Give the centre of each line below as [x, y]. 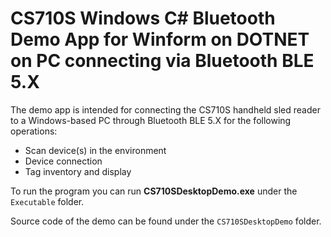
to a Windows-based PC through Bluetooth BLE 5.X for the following [151, 120]
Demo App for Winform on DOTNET [160, 39]
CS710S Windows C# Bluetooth [143, 18]
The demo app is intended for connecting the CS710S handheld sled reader [165, 109]
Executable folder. [47, 201]
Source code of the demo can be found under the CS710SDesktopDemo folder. [166, 221]
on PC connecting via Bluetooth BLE [162, 61]
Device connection [63, 161]
